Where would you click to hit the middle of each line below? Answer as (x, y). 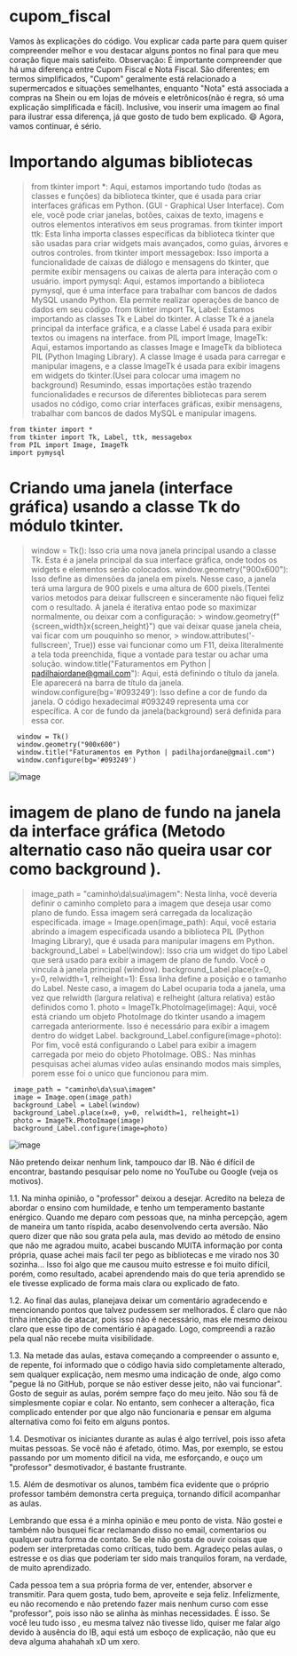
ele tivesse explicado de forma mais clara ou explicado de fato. (125, 1283)
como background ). (85, 869)
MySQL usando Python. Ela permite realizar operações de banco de (155, 300)
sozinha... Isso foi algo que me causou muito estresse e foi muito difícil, (140, 1264)
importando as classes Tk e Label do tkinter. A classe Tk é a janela (152, 318)
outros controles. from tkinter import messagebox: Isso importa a (149, 252)
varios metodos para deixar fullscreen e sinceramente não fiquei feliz (157, 597)
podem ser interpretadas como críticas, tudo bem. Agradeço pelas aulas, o (146, 1548)
